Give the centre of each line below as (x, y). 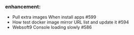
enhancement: (23, 7)
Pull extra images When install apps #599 (54, 17)
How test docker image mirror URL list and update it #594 (70, 22)
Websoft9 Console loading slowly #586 (52, 27)
